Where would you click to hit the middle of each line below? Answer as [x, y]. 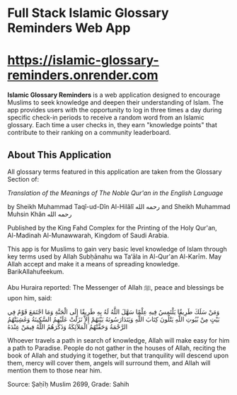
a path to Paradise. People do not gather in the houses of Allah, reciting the [117, 348]
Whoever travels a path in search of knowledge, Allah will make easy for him [118, 340]
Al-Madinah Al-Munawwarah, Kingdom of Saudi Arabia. [88, 235]
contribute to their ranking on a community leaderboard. [89, 133]
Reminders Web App [69, 28]
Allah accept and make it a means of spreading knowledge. [94, 264]
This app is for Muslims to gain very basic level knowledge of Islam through [117, 249]
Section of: [23, 179]
